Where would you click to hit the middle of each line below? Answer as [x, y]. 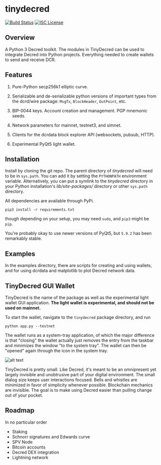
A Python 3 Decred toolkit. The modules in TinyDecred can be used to [75, 49]
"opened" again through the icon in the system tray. [56, 351]
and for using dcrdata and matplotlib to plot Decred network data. [70, 271]
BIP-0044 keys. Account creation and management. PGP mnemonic [80, 111]
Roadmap [20, 410]
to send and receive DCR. [30, 60]
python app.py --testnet [30, 326]
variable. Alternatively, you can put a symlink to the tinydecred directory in [79, 181]
